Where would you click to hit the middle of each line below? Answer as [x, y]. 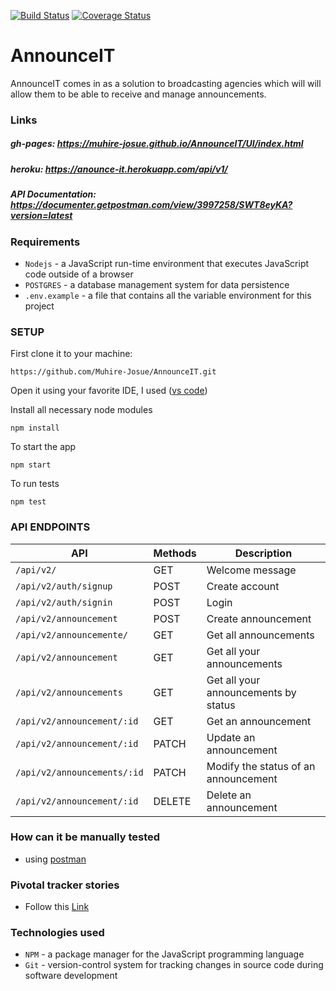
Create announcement [259, 618]
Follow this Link [57, 907]
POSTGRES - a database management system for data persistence [157, 284]
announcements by [251, 692]
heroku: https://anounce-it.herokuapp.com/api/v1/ [119, 169]
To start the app [43, 447]
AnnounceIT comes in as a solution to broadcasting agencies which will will [166, 83]
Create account [243, 586]
